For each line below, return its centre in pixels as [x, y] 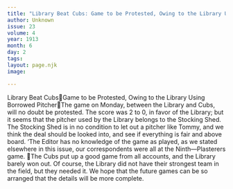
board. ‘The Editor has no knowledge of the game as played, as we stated [112, 141]
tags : [15, 59]
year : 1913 [23, 39]
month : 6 [20, 46]
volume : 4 [21, 33]
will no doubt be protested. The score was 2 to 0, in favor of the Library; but [115, 112]
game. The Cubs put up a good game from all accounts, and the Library [112, 156]
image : [17, 71]
